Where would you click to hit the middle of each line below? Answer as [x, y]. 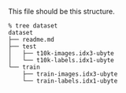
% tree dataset [33, 26]
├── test [22, 46]
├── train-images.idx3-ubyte [70, 74]
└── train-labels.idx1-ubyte [70, 81]
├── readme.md [31, 39]
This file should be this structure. [62, 11]
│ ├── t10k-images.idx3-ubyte [61, 54]
